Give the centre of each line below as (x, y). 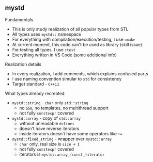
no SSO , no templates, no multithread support (64, 108)
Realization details (23, 64)
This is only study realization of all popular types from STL (70, 29)
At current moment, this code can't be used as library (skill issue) (77, 44)
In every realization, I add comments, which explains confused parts (80, 73)
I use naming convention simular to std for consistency (67, 79)
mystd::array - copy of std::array (46, 118)
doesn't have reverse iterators (49, 129)
